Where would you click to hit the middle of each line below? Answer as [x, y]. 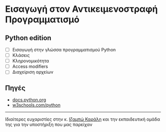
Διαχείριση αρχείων [33, 72]
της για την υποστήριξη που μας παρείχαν [49, 125]
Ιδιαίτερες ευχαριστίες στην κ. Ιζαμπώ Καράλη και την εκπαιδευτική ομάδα [83, 119]
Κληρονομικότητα [31, 61]
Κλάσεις [21, 55]
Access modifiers [30, 66]
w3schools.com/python [36, 105]
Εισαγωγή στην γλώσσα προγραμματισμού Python [64, 50]
